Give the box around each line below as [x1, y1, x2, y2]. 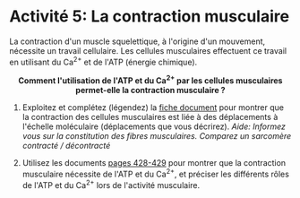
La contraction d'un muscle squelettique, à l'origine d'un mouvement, [9, 36, 266, 47]
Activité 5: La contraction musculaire [9, 6, 289, 27]
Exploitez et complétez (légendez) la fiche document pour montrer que [21, 102, 285, 113]
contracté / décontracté [21, 141, 111, 151]
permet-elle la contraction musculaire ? [75, 85, 226, 96]
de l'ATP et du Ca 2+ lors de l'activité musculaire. [21, 177, 201, 190]
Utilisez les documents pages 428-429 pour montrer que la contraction [21, 158, 287, 168]
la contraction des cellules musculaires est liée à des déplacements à [21, 112, 279, 123]
